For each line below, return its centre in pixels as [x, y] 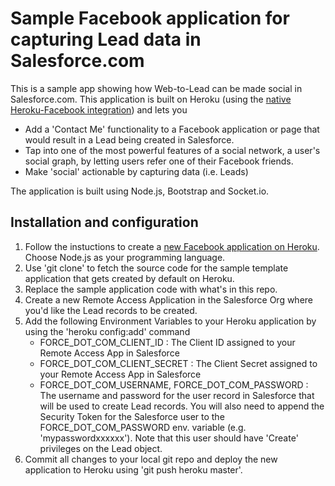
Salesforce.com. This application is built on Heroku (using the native [151, 99]
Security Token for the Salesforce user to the [132, 416]
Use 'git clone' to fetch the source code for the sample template [156, 268]
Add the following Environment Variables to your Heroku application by [170, 321]
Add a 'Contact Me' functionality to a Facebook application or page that [172, 129]
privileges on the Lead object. [101, 448]
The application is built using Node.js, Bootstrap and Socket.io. [140, 191]
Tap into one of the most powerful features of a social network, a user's [172, 150]
